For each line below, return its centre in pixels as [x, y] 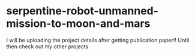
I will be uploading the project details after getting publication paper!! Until [98, 40]
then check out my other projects [47, 46]
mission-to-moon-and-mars [78, 24]
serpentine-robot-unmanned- [82, 11]
